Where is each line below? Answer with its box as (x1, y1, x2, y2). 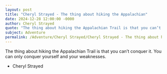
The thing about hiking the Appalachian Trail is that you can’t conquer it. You (5, 48, 162, 54)
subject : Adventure (5, 30, 46, 35)
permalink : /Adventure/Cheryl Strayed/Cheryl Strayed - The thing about (5, 35, 159, 40)
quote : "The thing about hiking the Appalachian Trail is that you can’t (5, 26, 162, 31)
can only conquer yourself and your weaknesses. (5, 53, 106, 59)
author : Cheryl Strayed (5, 21, 55, 26)
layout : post (5, 7, 32, 12)
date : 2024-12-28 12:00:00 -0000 (5, 16, 75, 21)
